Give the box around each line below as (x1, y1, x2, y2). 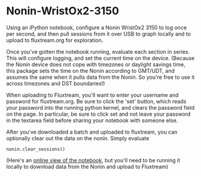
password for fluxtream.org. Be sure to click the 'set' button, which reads (6, 97, 187, 105)
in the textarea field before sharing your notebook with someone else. (6, 116, 178, 123)
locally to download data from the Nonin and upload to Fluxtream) (6, 163, 169, 170)
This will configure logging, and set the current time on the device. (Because (6, 54, 195, 61)
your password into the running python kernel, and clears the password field (6, 104, 195, 111)
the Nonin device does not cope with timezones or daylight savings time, (6, 61, 185, 68)
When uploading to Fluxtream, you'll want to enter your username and (6, 91, 179, 98)
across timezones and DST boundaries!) (6, 79, 105, 87)
